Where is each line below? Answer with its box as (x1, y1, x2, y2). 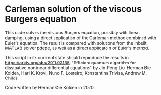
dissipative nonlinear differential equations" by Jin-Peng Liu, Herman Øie (5, 64, 151, 71)
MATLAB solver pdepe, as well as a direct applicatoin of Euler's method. (5, 45, 150, 51)
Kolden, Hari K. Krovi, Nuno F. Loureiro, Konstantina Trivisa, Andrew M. (5, 70, 147, 76)
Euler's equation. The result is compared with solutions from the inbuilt (5, 40, 147, 46)
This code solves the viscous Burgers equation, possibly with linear (5, 30, 140, 35)
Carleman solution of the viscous (5, 3, 142, 15)
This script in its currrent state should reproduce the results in (5, 54, 129, 60)
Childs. (5, 75, 19, 81)
